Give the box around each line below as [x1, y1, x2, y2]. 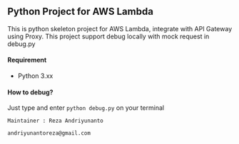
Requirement [7, 56, 47, 65]
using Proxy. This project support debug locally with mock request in [7, 32, 210, 40]
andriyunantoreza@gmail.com [7, 130, 91, 137]
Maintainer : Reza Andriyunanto [7, 117, 103, 125]
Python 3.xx [17, 72, 54, 80]
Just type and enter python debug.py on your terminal [7, 104, 165, 112]
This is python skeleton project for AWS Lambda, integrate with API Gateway [7, 24, 233, 33]
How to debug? [7, 88, 54, 96]
